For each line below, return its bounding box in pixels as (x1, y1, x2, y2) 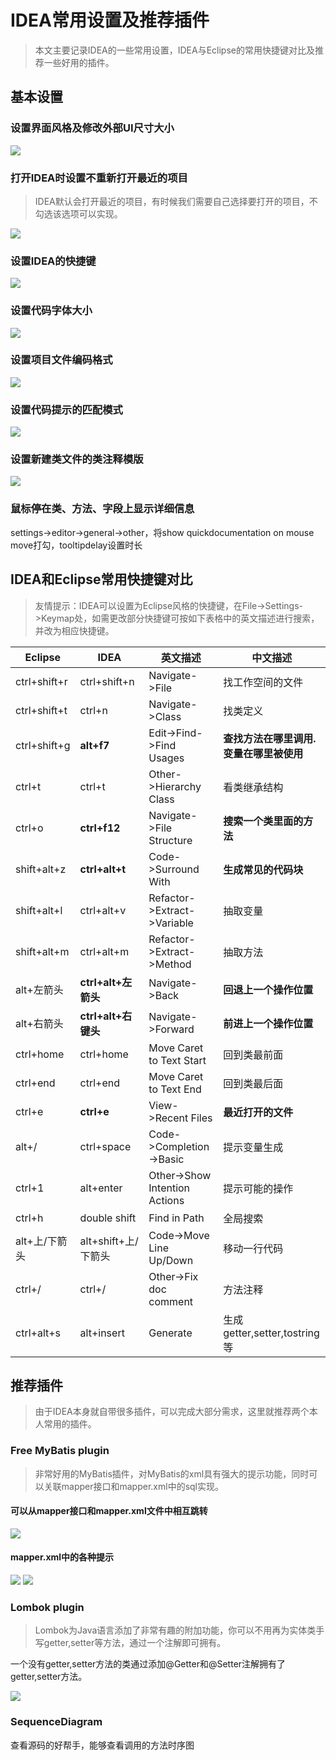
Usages (148, 751, 185, 765)
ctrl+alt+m (79, 944, 130, 958)
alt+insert (79, 1326, 125, 1340)
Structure (148, 833, 193, 847)
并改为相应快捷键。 (34, 624, 115, 636)
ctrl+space (79, 1139, 132, 1153)
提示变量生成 (223, 1140, 284, 1154)
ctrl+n (79, 703, 108, 717)
